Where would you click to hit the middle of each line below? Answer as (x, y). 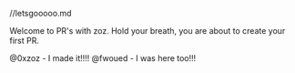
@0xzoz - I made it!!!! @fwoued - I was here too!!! (103, 58)
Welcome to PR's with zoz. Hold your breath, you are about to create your (147, 31)
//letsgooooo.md (41, 13)
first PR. (24, 41)
